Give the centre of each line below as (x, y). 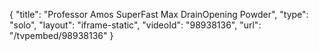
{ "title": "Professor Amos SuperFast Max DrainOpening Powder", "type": (159, 14)
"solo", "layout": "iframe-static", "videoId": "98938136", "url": (135, 25)
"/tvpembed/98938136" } (61, 35)
